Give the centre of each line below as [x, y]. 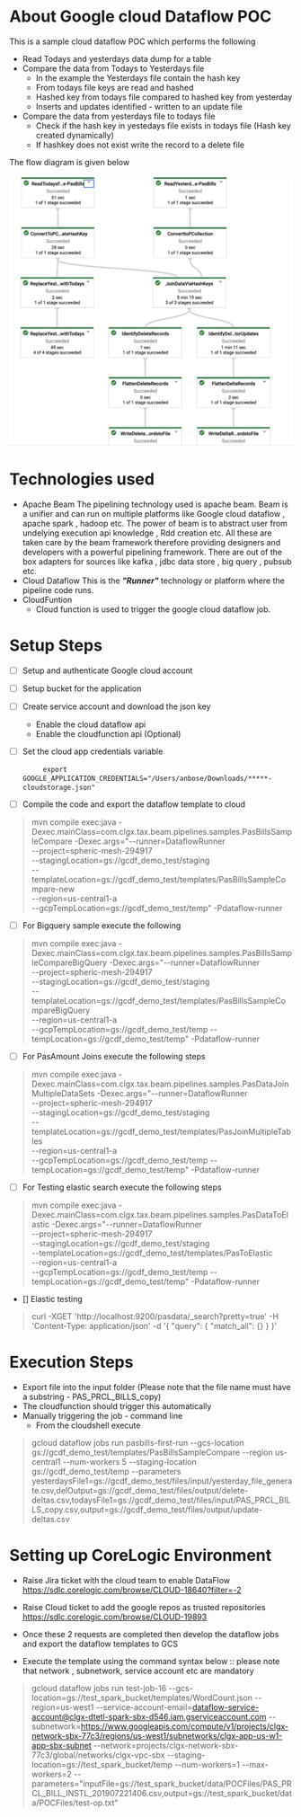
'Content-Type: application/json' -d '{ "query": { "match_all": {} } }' [154, 1326]
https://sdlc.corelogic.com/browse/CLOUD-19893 [115, 1617]
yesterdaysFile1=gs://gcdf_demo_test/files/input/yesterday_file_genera [162, 1481]
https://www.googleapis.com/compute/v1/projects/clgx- [185, 1726]
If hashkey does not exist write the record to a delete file [140, 145]
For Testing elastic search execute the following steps [122, 1187]
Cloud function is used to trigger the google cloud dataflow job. [153, 609]
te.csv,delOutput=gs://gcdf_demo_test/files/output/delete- [140, 1491]
